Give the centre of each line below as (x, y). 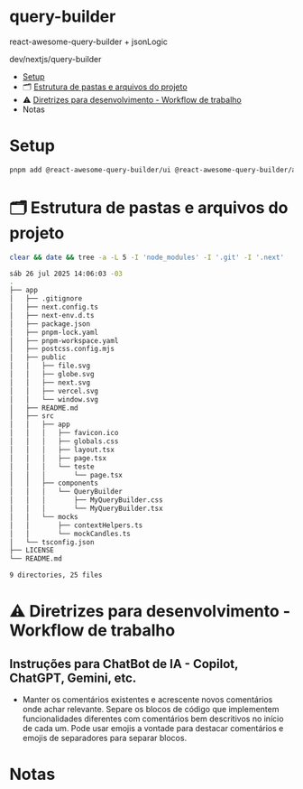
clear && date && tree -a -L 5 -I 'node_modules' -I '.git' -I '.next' (147, 257)
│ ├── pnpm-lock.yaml (54, 332)
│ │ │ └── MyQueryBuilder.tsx (87, 509)
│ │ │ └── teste (52, 467)
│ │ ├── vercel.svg (54, 391)
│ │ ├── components (54, 483)
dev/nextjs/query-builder (55, 59)
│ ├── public (38, 357)
